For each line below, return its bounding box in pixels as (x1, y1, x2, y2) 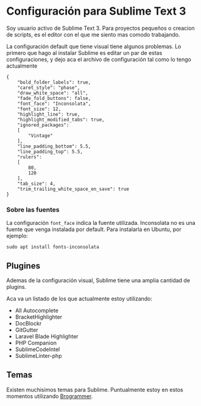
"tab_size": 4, (17, 180, 56, 187)
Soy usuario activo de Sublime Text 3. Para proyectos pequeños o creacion (6, 24, 195, 32)
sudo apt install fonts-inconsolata (6, 244, 99, 251)
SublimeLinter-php (15, 352, 62, 360)
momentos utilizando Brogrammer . (6, 392, 93, 400)
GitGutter (15, 326, 38, 333)
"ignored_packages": (17, 122, 69, 128)
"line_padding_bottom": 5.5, (17, 143, 91, 149)
